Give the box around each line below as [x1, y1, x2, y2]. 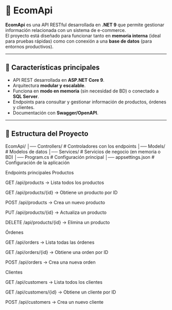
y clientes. [12, 104, 35, 110]
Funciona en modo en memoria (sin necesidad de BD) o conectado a [12, 87, 159, 94]
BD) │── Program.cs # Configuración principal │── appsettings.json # [5, 154, 155, 160]
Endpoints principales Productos [5, 169, 74, 175]
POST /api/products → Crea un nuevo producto [5, 199, 105, 205]
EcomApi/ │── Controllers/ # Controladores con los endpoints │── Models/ [5, 143, 165, 149]
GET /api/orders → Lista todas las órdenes [5, 239, 95, 245]
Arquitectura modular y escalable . [12, 82, 86, 88]
